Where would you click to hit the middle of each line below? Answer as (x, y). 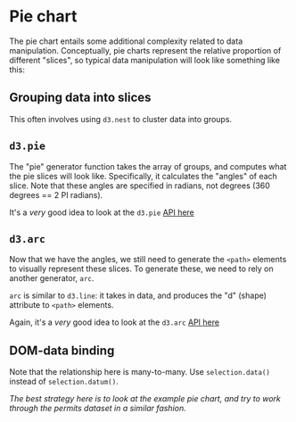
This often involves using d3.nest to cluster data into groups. (121, 119)
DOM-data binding (62, 350)
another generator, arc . (52, 278)
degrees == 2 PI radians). (56, 194)
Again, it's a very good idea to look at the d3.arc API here (115, 322)
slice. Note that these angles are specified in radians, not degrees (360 (140, 186)
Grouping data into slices (80, 98)
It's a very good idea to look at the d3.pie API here (102, 212)
